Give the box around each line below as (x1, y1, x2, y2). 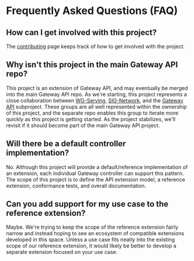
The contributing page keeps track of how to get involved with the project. (6, 43, 185, 50)
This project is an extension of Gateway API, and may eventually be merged (6, 84, 188, 91)
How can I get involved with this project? (6, 28, 157, 37)
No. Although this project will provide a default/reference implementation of (6, 163, 188, 170)
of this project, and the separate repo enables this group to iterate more (6, 109, 179, 116)
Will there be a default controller (6, 139, 126, 149)
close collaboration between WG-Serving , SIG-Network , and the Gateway (6, 97, 183, 104)
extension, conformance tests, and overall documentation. (6, 182, 147, 189)
